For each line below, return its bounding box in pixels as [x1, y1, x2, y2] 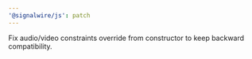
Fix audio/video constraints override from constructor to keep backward [8, 33, 245, 42]
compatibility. [8, 41, 53, 51]
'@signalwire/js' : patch [8, 11, 91, 20]
